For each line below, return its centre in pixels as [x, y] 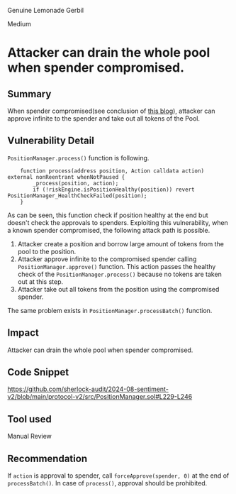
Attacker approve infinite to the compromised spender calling [107, 259]
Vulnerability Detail [51, 141]
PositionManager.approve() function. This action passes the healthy [117, 266]
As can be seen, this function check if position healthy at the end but [108, 215]
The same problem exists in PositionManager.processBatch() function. [110, 310]
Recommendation [47, 458]
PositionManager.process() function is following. [78, 158]
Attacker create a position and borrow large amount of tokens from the [121, 243]
